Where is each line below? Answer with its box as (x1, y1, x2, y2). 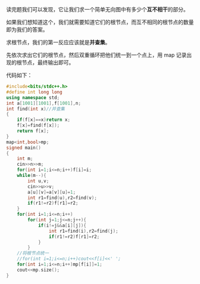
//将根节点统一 (17, 251, 49, 256)
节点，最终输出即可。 (21, 59, 74, 66)
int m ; (17, 155, 33, 162)
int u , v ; (27, 178, 49, 184)
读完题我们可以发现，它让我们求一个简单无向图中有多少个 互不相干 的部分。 (6, 6, 189, 13)
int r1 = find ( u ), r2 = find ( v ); (27, 194, 97, 201)
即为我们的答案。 (6, 26, 48, 33)
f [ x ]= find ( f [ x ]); (17, 123, 60, 129)
